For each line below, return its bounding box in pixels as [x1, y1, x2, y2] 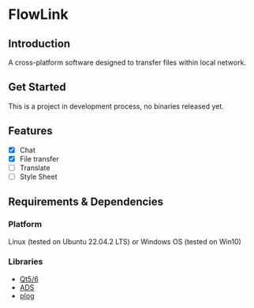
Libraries [8, 256, 43, 267]
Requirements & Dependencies [8, 195, 164, 209]
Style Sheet [19, 172, 58, 181]
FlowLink [8, 6, 69, 24]
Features [8, 124, 53, 138]
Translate [19, 163, 50, 173]
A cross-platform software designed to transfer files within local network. [8, 58, 247, 67]
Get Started [8, 80, 66, 94]
